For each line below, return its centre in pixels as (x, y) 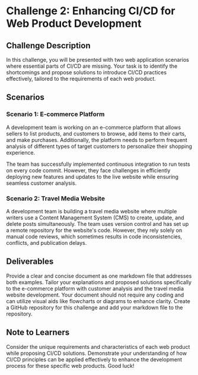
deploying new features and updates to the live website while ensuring (92, 177)
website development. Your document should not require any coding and (95, 295)
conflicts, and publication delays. (47, 242)
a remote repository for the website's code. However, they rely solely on (94, 230)
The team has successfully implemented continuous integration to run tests (98, 164)
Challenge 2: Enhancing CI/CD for (91, 11)
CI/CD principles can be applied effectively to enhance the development (94, 359)
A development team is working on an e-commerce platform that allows (94, 127)
